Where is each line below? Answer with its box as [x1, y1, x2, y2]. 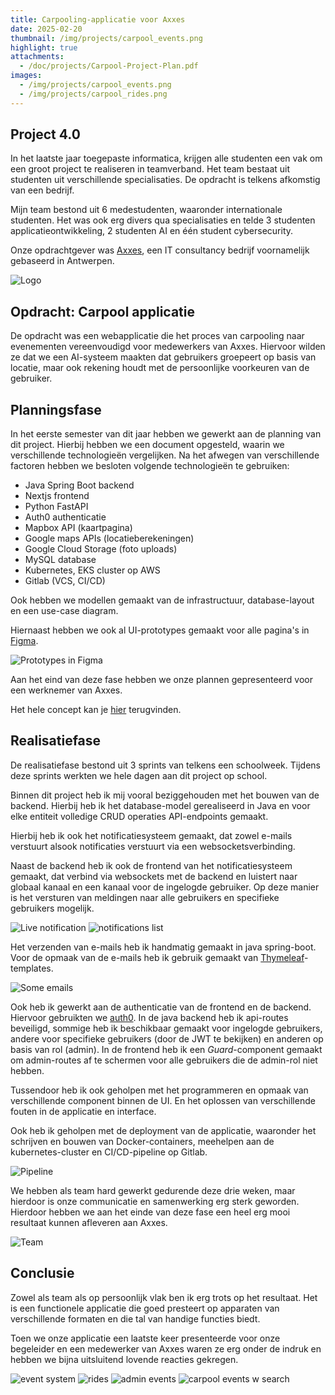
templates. [10, 962, 54, 974]
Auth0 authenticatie [24, 511, 107, 523]
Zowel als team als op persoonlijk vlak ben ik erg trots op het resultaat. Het [10, 1291, 318, 1303]
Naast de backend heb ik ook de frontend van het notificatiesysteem [10, 859, 293, 871]
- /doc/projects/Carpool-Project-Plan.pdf [19, 61, 199, 71]
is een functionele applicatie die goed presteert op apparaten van [10, 1302, 280, 1314]
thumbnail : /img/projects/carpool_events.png [10, 33, 203, 43]
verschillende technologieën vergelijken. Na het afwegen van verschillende [10, 449, 320, 461]
